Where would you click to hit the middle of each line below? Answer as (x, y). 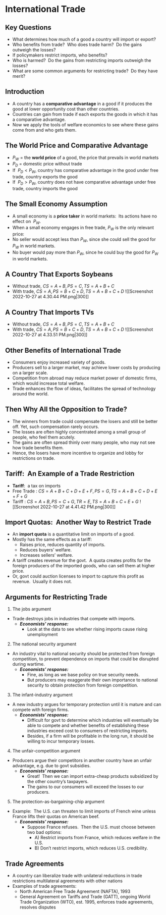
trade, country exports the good (45, 177)
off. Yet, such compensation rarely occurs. (55, 427)
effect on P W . (27, 222)
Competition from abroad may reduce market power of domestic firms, (84, 378)
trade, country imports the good (45, 188)
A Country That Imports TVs (50, 312)
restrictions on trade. (34, 458)
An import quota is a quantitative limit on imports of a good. (73, 534)
